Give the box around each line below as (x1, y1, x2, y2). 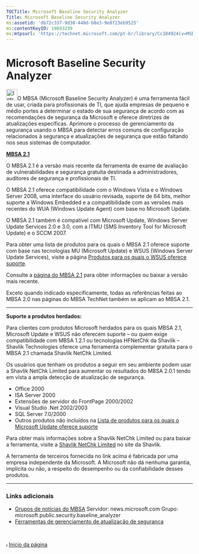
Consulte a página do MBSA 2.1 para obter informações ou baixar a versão (6, 271, 188, 278)
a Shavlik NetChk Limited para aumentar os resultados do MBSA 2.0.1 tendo (6, 367, 191, 375)
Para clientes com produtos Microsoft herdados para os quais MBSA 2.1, (6, 324, 182, 331)
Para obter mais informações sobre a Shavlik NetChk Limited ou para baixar (6, 435, 191, 442)
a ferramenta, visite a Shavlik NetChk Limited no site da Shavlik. (6, 441, 162, 448)
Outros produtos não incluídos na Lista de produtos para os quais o (14, 417, 179, 424)
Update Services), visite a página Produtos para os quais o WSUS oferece (6, 253, 187, 261)
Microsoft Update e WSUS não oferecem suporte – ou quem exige (6, 331, 168, 338)
